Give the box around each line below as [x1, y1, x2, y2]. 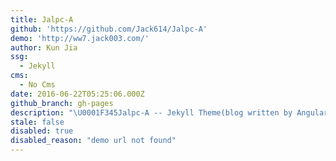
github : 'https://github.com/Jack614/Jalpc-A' [10, 24, 208, 34]
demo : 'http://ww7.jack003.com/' [10, 33, 150, 43]
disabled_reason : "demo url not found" [10, 136, 177, 146]
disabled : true [10, 126, 74, 136]
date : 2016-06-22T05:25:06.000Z [10, 89, 145, 99]
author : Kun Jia [10, 42, 78, 53]
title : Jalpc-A [10, 14, 74, 25]
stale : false [10, 117, 65, 127]
